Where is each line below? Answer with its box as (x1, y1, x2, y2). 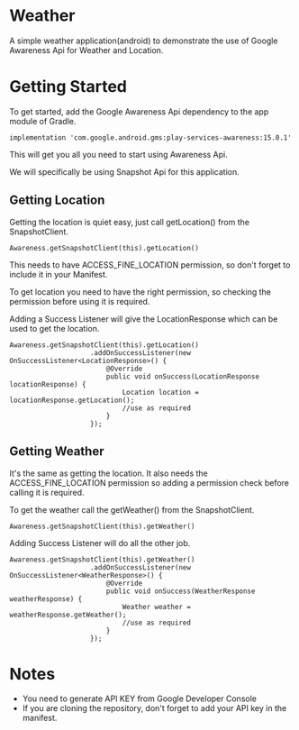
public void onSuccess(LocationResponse (105, 371, 259, 381)
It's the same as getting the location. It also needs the (9, 468, 209, 479)
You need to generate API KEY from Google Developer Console (22, 693, 257, 704)
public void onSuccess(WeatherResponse (105, 587, 256, 596)
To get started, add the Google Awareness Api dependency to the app (9, 105, 269, 117)
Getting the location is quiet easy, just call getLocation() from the (9, 216, 250, 227)
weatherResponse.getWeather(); (9, 610, 127, 619)
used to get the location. (9, 323, 100, 333)
